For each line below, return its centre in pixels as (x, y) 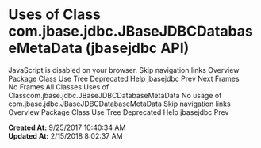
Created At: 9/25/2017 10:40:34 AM (67, 127)
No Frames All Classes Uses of (59, 87)
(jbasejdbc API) (137, 48)
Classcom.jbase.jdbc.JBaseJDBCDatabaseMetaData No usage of (115, 95)
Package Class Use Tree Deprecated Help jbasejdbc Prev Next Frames (124, 78)
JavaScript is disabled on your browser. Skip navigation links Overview (124, 70)
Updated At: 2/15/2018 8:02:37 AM (65, 135)
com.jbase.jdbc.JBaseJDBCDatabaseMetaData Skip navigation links (120, 104)
